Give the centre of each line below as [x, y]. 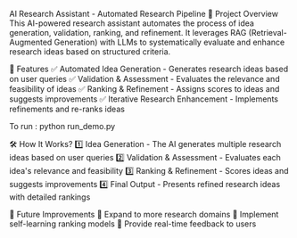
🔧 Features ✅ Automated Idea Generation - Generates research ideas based [148, 69]
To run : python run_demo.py [62, 126]
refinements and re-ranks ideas [67, 109]
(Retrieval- [268, 33]
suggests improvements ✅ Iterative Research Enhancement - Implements [144, 99]
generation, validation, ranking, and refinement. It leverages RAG [128, 33]
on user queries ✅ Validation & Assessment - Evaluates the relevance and [144, 79]
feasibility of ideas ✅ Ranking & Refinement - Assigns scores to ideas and [144, 89]
